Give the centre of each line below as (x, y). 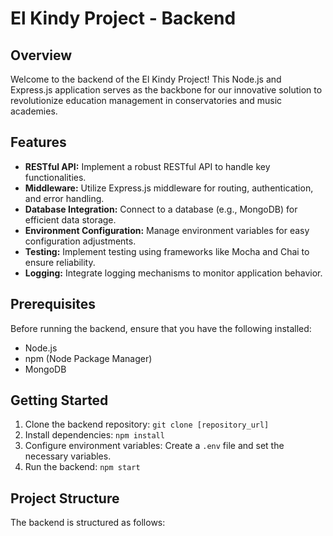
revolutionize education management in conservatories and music (146, 100)
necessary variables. (68, 456)
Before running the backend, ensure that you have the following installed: (161, 328)
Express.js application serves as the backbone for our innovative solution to (166, 90)
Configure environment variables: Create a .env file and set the (154, 446)
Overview (41, 55)
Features (38, 142)
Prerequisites (53, 304)
